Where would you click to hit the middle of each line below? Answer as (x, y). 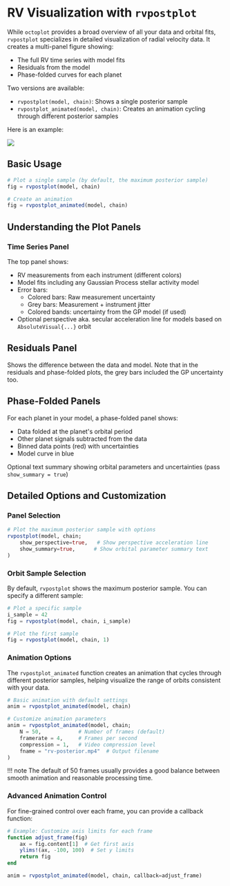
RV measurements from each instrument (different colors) (99, 275)
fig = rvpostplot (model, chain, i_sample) (69, 621)
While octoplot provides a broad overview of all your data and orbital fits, (112, 32)
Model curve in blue (46, 453)
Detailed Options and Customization (87, 496)
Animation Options (39, 658)
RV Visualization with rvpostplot (102, 13)
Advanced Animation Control (57, 796)
